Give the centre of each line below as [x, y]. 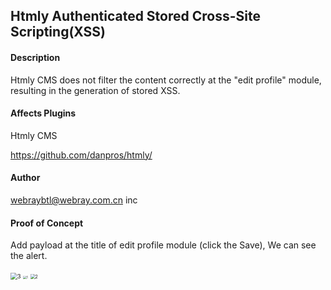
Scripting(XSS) [58, 32]
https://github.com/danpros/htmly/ [81, 155]
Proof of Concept [47, 223]
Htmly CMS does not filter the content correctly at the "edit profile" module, [166, 80]
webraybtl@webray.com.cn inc [74, 200]
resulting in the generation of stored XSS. [95, 90]
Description [35, 57]
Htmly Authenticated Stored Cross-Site [135, 16]
